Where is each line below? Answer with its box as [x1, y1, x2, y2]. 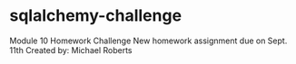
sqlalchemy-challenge [9, 5, 183, 26]
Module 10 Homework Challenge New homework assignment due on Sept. [9, 35, 288, 46]
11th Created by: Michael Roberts [9, 44, 133, 55]
